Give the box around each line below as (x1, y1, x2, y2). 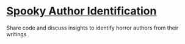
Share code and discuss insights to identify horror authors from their (6, 24, 179, 31)
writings (6, 30, 27, 37)
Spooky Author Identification (6, 4, 157, 18)
